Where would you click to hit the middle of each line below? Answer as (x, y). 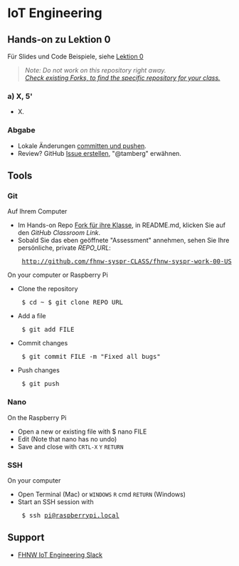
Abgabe (21, 130)
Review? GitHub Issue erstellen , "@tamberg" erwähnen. (99, 153)
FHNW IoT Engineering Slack (60, 555)
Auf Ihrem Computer (37, 211)
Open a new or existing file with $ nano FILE (82, 431)
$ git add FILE (48, 330)
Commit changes (43, 343)
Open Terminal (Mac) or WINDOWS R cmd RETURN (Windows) (102, 494)
